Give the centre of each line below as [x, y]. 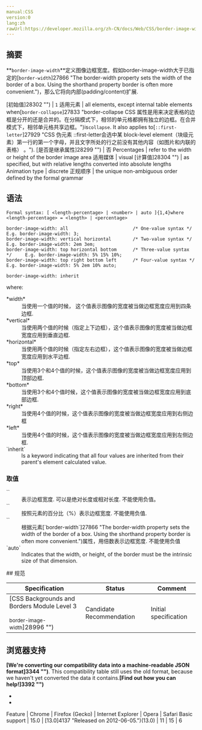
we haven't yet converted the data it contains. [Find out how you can [91, 678]
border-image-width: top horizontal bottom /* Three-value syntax [98, 250]
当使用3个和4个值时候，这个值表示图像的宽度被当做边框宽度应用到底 [106, 392]
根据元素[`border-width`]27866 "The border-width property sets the [106, 527]
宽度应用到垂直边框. [46, 335]
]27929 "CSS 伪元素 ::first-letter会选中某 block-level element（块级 [105, 135]
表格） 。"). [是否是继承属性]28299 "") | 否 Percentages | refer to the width [99, 150]
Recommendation [110, 617]
